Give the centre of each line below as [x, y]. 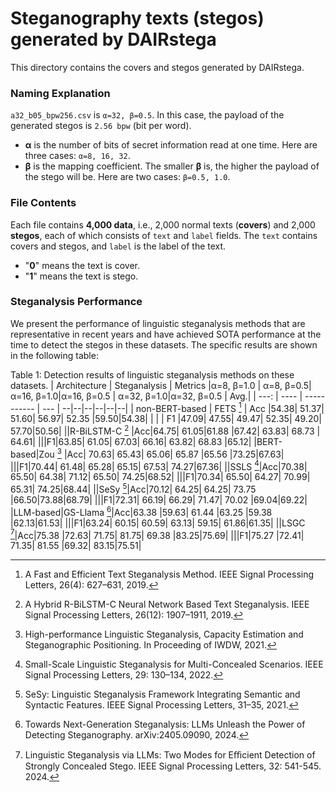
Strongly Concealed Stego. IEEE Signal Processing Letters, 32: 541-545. [173, 766]
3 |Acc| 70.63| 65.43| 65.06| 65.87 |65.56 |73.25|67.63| [170, 453]
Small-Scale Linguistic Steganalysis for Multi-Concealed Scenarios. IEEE [174, 664]
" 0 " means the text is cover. [82, 265]
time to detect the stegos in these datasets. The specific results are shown [164, 344]
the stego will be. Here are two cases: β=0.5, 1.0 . [127, 177]
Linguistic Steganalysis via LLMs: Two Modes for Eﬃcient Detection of [170, 755]
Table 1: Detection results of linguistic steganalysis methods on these [152, 374]
